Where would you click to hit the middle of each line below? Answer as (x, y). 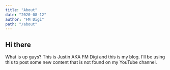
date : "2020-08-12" (26, 15)
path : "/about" (21, 24)
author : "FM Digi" (25, 19)
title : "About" (21, 10)
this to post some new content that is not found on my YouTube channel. (81, 62)
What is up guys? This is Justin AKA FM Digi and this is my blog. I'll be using (85, 57)
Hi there (18, 44)
